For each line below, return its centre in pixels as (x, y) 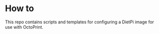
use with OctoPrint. (24, 27)
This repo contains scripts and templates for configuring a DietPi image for (79, 22)
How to (20, 8)
